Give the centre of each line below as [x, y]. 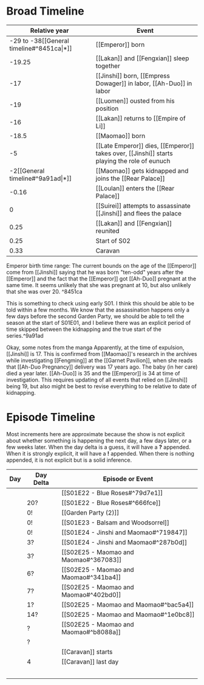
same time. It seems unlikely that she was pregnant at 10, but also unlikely [99, 285]
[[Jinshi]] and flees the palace [139, 213]
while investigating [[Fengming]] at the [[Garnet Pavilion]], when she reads [100, 360]
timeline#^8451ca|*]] [41, 48]
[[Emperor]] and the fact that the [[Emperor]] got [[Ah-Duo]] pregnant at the [101, 279]
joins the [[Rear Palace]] [130, 178]
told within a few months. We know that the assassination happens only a [98, 310]
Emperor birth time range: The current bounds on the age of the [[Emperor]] [101, 265]
